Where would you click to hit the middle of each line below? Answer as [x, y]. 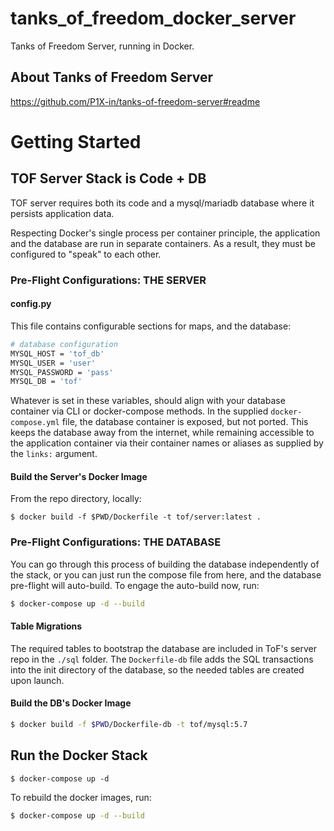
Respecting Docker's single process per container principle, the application [165, 233]
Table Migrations [46, 626]
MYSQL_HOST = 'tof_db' [57, 353]
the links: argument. [54, 454]
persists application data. [62, 213]
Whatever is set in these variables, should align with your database [148, 401]
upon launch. [37, 680]
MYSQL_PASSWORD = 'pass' [62, 372]
